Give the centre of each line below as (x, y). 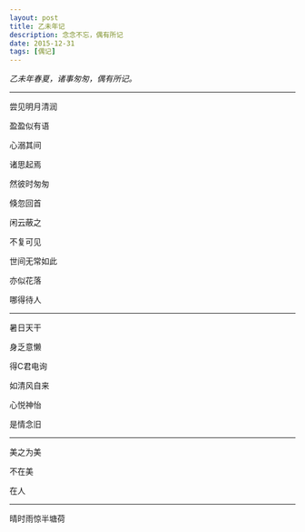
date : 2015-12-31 (42, 43)
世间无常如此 (33, 261)
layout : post (34, 18)
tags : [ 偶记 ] (33, 52)
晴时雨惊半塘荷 (37, 518)
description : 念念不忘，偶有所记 (67, 35)
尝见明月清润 (33, 106)
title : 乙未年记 (37, 26)
